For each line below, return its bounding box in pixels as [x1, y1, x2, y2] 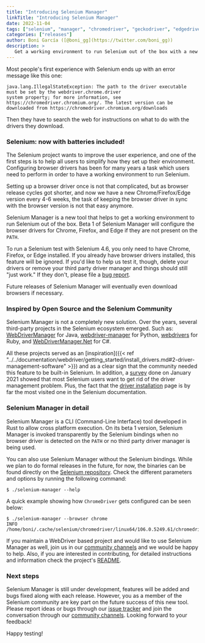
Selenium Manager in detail [6, 404, 90, 412]
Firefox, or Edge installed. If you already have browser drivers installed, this [6, 251, 196, 259]
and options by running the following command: [6, 475, 127, 482]
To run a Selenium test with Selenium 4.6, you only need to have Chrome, [6, 245, 191, 253]
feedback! [6, 617, 32, 625]
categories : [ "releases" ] [6, 32, 72, 38]
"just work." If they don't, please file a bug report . [6, 271, 131, 278]
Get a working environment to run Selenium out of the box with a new [14, 49, 198, 55]
